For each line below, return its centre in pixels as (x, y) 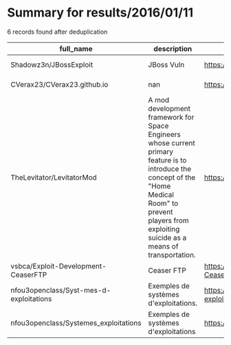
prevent (161, 211)
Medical (161, 194)
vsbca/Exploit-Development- (58, 266)
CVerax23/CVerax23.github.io (59, 84)
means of (163, 246)
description (173, 48)
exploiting (164, 229)
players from (168, 220)
